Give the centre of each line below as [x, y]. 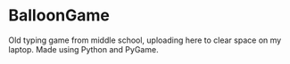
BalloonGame [59, 16]
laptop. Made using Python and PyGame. [83, 49]
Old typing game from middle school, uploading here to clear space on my [145, 40]
